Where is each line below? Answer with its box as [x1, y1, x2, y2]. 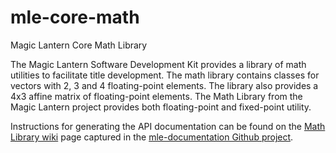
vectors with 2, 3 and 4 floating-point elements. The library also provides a [10, 79, 319, 91]
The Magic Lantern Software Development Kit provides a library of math [10, 58, 307, 70]
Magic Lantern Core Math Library [10, 39, 148, 51]
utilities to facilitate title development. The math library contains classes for [10, 69, 320, 81]
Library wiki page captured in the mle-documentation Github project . [10, 131, 294, 143]
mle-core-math [10, 6, 140, 29]
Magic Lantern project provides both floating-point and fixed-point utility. [10, 101, 312, 113]
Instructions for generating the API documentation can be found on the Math [10, 120, 326, 132]
